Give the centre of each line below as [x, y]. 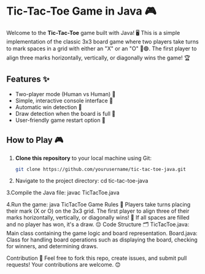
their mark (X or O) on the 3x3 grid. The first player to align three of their [98, 211]
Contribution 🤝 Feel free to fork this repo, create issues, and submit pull [97, 258]
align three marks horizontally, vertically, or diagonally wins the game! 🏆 [98, 58]
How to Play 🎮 [35, 140]
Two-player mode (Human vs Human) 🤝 [65, 94]
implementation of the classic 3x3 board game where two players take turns [102, 41]
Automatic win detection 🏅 [48, 107]
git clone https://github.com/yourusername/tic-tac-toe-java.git [100, 169]
